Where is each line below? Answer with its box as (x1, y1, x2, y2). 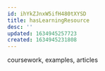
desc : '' (7, 23, 33, 30)
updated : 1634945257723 (7, 30, 78, 37)
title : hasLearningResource (7, 17, 90, 24)
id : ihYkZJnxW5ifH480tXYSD (7, 10, 87, 18)
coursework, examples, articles (7, 56, 99, 64)
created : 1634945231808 (7, 37, 78, 44)
